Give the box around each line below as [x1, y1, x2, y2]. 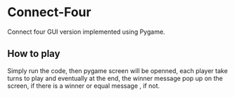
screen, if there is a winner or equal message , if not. [7, 82, 160, 90]
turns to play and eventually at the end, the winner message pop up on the [7, 74, 223, 82]
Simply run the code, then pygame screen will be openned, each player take [7, 66, 228, 75]
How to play [7, 48, 61, 60]
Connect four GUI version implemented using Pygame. [7, 27, 165, 36]
